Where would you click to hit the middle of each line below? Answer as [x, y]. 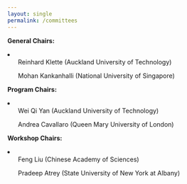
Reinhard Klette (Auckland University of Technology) [95, 62]
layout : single [30, 14]
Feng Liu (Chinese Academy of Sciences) [79, 159]
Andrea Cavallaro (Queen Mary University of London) [96, 124]
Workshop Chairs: [35, 138]
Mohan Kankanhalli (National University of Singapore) [96, 76]
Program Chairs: [32, 89]
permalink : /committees [43, 21]
